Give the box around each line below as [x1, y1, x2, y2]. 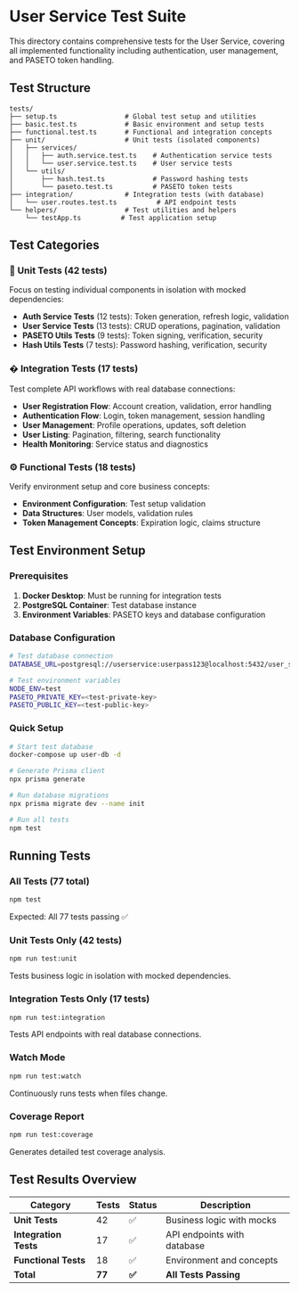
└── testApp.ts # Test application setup [25, 213, 217, 222]
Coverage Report [9, 1110, 85, 1123]
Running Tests [9, 848, 91, 863]
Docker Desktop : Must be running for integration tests [21, 590, 222, 601]
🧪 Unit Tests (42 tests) [9, 265, 108, 277]
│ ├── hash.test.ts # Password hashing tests [9, 174, 249, 184]
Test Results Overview [9, 1173, 137, 1188]
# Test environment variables [9, 676, 122, 685]
